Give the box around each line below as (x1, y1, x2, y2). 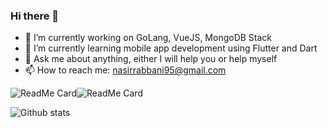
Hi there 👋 (10, 9, 60, 23)
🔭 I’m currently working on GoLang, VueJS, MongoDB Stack (24, 32, 273, 44)
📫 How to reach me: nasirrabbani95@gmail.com (24, 64, 227, 76)
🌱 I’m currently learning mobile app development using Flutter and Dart (24, 42, 318, 54)
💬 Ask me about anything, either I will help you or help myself (24, 53, 278, 65)
